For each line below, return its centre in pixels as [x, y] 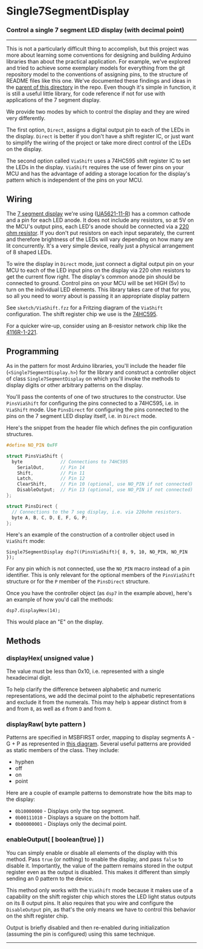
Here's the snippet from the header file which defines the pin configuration [99, 428]
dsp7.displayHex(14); [34, 611]
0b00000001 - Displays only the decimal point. [71, 824]
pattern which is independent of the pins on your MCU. [75, 180]
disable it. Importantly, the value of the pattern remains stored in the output [100, 866]
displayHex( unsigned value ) [50, 658]
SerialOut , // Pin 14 [51, 467]
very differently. [26, 118]
